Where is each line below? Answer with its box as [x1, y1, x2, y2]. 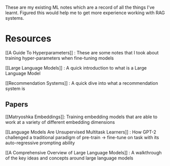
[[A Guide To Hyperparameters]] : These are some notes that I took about [5, 49, 159, 55]
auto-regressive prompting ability [5, 140, 75, 146]
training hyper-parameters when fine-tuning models [5, 55, 114, 61]
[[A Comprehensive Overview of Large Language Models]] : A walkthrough [5, 149, 162, 155]
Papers [5, 100, 28, 109]
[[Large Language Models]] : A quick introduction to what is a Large [5, 64, 147, 71]
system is [5, 85, 25, 91]
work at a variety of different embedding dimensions [5, 119, 115, 125]
